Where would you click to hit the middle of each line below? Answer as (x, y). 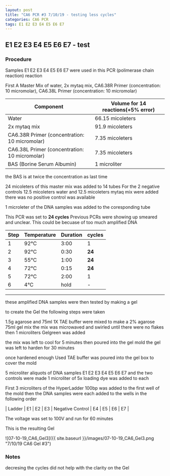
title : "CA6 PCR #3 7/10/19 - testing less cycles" (61, 15)
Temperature (40, 235)
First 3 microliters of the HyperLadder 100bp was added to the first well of (82, 388)
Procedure (18, 59)
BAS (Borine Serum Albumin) (42, 164)
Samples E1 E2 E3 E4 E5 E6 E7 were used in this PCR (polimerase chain (80, 70)
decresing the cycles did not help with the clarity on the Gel (67, 468)
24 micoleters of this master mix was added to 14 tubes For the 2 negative (82, 186)
